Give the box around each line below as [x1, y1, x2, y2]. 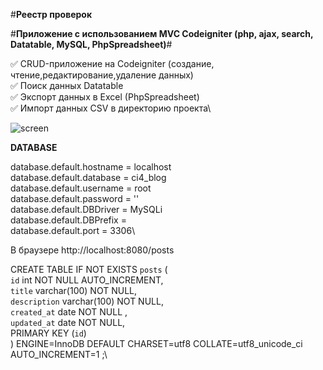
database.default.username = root [10, 182, 152, 194]
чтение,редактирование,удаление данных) [10, 69, 194, 81]
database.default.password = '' [10, 193, 140, 204]
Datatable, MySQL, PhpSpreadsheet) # [10, 39, 173, 50]
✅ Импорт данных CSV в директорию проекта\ [10, 102, 212, 114]
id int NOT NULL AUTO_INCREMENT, [10, 274, 164, 286]
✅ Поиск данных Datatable [10, 80, 124, 91]
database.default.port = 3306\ [10, 225, 136, 236]
